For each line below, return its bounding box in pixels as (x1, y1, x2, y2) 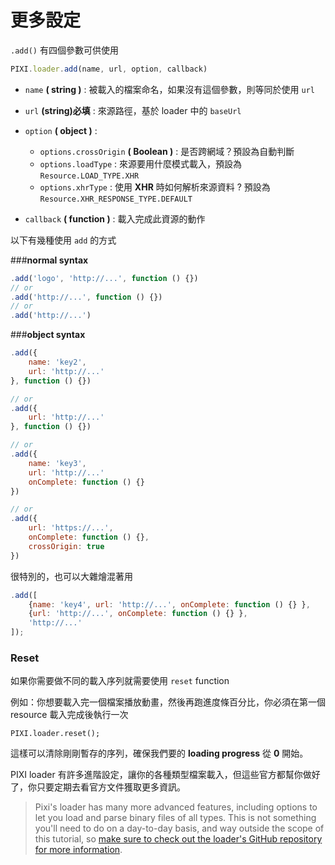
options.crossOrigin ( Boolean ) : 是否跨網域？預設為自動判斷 (39, 145, 295, 157)
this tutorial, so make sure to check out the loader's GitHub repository (34, 833, 323, 845)
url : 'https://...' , (28, 523, 114, 533)
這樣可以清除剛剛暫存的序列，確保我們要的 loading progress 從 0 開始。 (10, 747, 309, 760)
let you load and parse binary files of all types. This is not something (34, 812, 317, 824)
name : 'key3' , (28, 458, 87, 468)
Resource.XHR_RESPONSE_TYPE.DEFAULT (39, 194, 193, 204)
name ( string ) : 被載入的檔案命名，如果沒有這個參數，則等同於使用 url (24, 83, 315, 95)
